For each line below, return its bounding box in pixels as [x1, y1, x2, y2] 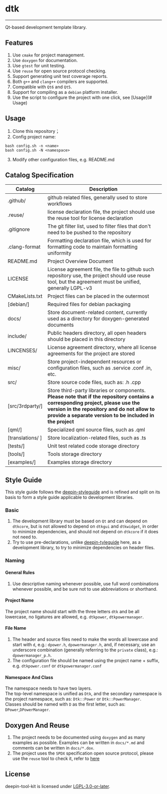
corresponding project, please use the [47, 399, 140, 406]
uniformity [47, 250, 72, 257]
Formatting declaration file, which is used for [47, 237, 152, 244]
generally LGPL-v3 [47, 285, 92, 292]
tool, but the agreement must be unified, [47, 278, 141, 285]
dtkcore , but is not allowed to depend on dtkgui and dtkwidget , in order [12, 523, 159, 529]
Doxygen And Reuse [5, 721, 70, 730]
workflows [47, 200, 72, 207]
